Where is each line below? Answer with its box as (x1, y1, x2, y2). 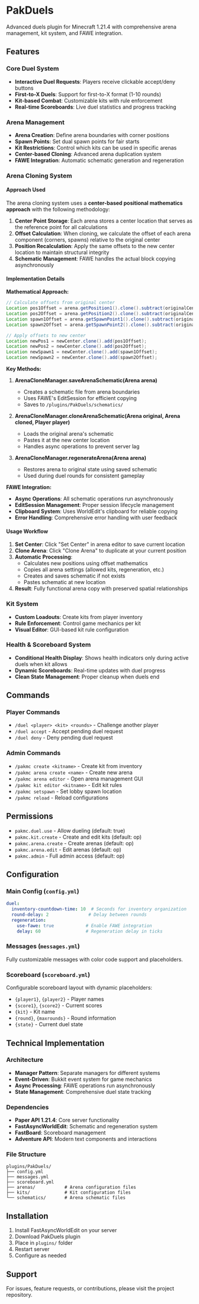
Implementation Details (6, 275, 65, 282)
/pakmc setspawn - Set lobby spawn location (14, 788, 122, 795)
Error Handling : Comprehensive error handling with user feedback (14, 514, 178, 521)
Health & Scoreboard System (6, 640, 91, 649)
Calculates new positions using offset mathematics (23, 560, 148, 567)
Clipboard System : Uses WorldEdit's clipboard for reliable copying (14, 508, 178, 515)
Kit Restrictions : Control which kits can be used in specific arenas (14, 144, 177, 151)
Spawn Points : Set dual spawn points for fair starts (14, 138, 140, 145)
